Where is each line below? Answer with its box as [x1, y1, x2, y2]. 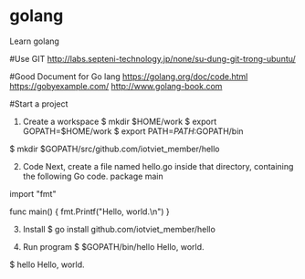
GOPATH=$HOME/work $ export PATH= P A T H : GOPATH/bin [22, 125, 244, 137]
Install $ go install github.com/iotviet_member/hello [22, 223, 216, 234]
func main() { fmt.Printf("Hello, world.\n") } [9, 206, 171, 217]
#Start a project [9, 98, 68, 109]
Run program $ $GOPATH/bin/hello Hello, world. [22, 241, 205, 252]
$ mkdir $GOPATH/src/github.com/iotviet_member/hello [9, 143, 220, 154]
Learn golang [9, 36, 59, 46]
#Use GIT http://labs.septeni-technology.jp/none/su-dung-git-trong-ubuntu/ [9, 53, 297, 64]
